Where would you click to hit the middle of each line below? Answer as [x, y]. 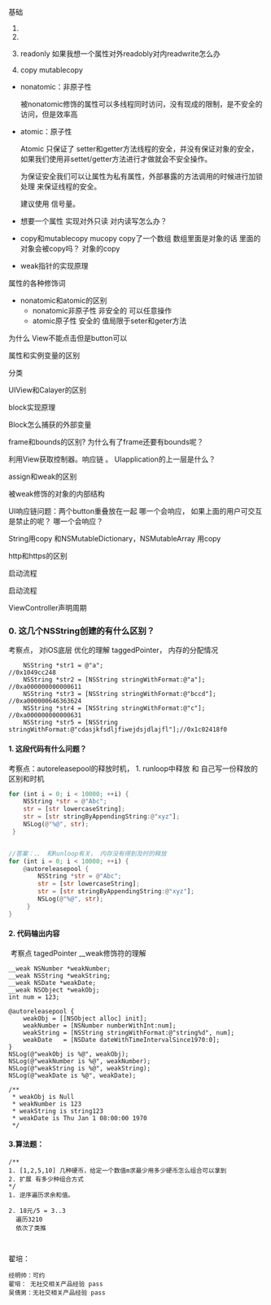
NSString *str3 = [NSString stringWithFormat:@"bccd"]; [120, 694]
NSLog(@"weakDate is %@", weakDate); [72, 1075]
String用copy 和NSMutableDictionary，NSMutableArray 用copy [115, 539]
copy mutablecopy [52, 70]
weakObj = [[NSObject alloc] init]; [85, 1018]
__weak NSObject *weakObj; [54, 990]
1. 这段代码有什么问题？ [48, 748]
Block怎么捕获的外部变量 [50, 425]
